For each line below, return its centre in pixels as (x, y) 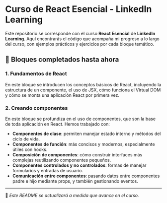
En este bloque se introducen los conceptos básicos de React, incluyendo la (83, 84)
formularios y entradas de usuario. (48, 170)
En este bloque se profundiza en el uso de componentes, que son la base (80, 119)
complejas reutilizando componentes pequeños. (62, 160)
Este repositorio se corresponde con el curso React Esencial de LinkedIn (80, 33)
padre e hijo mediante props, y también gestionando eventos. (75, 181)
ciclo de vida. (26, 139)
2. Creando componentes (37, 108)
